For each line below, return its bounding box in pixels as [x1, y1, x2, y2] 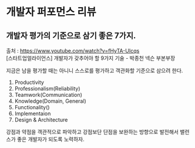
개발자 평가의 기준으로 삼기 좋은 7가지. [6, 31, 136, 41]
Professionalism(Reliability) [14, 85, 80, 92]
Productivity [14, 79, 44, 86]
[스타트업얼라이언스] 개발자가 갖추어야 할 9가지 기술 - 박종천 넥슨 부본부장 [6, 55, 176, 62]
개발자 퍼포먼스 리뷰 [6, 5, 97, 19]
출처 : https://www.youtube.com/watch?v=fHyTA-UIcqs [6, 48, 140, 54]
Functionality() [14, 104, 50, 110]
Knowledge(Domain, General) [14, 97, 86, 105]
